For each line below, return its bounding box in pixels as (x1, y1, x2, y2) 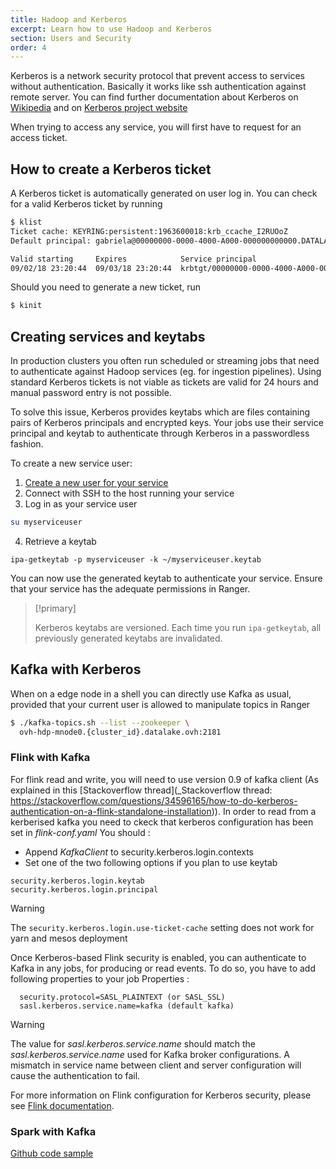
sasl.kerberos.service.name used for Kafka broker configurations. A (10, 1048, 290, 1060)
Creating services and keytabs (10, 328, 206, 345)
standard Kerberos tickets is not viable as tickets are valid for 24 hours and (10, 376, 319, 388)
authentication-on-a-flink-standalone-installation (10, 805, 212, 817)
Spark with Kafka (10, 1124, 97, 1138)
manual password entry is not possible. (10, 387, 172, 399)
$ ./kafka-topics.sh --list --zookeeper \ (10, 717, 190, 728)
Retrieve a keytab (24, 536, 97, 547)
